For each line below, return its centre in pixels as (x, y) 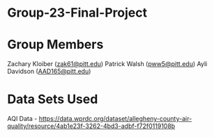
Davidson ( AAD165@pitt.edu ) (49, 72)
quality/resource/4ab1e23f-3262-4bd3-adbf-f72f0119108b (91, 126)
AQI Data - (22, 119)
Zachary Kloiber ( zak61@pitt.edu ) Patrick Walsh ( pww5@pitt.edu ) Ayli (107, 64)
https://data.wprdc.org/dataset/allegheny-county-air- (115, 119)
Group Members (55, 45)
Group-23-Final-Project (77, 13)
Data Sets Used (53, 99)
